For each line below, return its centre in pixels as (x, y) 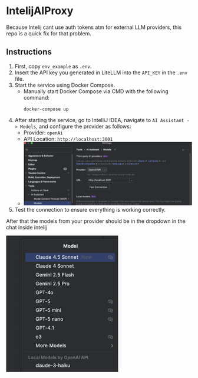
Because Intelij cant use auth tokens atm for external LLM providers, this (94, 27)
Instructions (29, 52)
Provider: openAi (43, 132)
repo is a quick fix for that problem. (49, 33)
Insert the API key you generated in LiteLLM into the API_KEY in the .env (101, 73)
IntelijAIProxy (40, 11)
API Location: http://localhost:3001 (68, 139)
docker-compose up (46, 109)
